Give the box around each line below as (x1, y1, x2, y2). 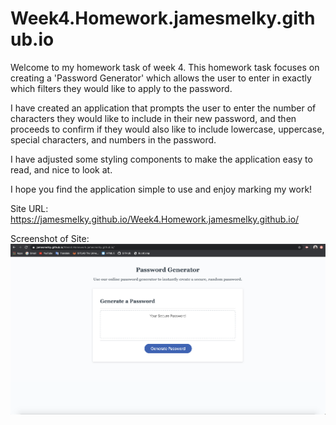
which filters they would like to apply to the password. (10, 82, 233, 94)
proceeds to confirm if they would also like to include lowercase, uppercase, (10, 123, 325, 135)
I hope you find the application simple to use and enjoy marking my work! (10, 183, 313, 195)
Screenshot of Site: (10, 232, 90, 244)
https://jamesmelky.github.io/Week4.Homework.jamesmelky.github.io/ (10, 213, 300, 225)
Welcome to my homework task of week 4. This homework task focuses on (10, 61, 320, 73)
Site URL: (10, 202, 49, 214)
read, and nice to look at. (10, 163, 113, 176)
